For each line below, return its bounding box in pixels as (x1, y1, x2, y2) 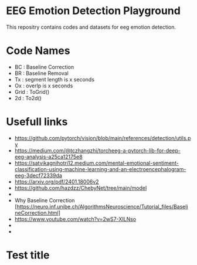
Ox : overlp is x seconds (14, 82, 73, 89)
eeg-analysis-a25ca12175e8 (14, 153, 83, 160)
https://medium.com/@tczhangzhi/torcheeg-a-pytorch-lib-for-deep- (14, 147, 181, 154)
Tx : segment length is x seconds (14, 76, 95, 83)
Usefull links (6, 115, 68, 128)
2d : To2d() (14, 94, 42, 101)
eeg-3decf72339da (14, 172, 63, 179)
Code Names (6, 44, 70, 57)
